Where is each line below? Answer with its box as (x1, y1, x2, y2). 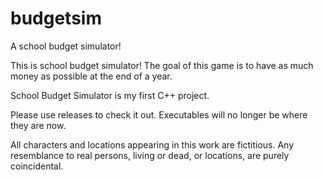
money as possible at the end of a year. (10, 70, 173, 82)
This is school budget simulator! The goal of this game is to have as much (10, 59, 314, 71)
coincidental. (10, 160, 64, 172)
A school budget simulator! (10, 40, 122, 52)
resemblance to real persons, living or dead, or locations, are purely (10, 149, 290, 161)
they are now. (10, 119, 67, 131)
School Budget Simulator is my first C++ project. (10, 89, 210, 101)
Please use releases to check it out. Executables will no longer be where (10, 108, 308, 121)
